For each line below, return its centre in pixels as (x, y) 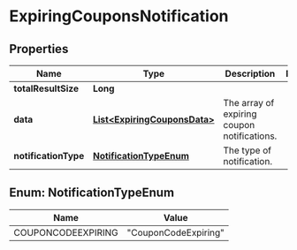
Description (250, 74)
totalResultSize (46, 88)
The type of (247, 150)
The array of (249, 103)
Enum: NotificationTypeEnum (92, 193)
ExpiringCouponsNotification (119, 16)
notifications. (250, 136)
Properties (39, 49)
